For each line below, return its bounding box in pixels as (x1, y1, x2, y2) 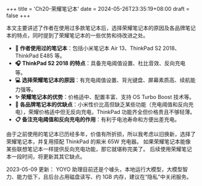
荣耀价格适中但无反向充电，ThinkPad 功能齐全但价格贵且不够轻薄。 (28, 109, 195, 115)
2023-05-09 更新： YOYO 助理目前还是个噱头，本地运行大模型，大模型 (6, 166, 183, 173)
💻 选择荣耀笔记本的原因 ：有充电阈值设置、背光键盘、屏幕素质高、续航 (14, 77, 191, 83)
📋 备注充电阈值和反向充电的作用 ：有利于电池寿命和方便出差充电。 (14, 116, 180, 123)
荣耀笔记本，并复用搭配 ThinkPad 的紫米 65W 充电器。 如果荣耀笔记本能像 (6, 138, 191, 145)
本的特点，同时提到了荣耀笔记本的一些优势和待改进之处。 (6, 32, 148, 39)
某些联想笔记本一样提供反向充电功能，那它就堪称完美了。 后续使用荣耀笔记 (6, 146, 192, 152)
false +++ (6, 12, 31, 19)
